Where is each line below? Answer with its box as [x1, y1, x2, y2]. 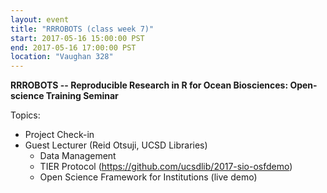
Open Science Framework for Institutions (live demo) [39, 171, 258, 183]
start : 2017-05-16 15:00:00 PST [10, 33, 145, 43]
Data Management [39, 150, 117, 162]
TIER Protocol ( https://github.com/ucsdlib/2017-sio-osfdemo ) [39, 161, 293, 173]
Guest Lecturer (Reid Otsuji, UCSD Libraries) [24, 139, 208, 151]
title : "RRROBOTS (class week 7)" [10, 24, 155, 34]
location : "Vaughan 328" [10, 52, 114, 62]
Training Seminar [45, 90, 119, 102]
